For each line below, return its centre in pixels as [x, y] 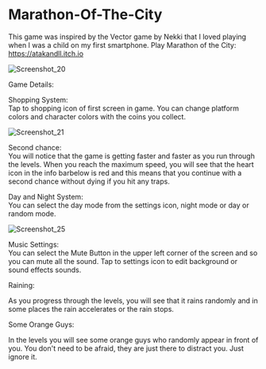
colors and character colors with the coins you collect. [97, 116]
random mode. [32, 213]
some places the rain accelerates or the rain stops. [91, 309]
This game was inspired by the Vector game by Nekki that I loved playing [127, 37]
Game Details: [31, 84]
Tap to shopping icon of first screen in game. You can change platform [124, 108]
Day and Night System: [46, 196]
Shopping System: [39, 99]
